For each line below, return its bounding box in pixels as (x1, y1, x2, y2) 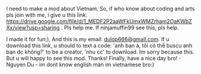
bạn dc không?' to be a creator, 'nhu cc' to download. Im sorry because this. (6, 48, 194, 55)
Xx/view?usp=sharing (6, 24, 60, 31)
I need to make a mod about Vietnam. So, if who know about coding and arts (6, 5, 195, 12)
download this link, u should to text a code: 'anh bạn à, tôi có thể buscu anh (6, 42, 193, 49)
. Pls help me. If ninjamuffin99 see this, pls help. (60, 24, 179, 31)
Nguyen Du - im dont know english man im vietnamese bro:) (6, 61, 154, 68)
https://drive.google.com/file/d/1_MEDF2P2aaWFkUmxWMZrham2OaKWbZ (6, 18, 193, 24)
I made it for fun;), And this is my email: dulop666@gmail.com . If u (6, 36, 169, 42)
